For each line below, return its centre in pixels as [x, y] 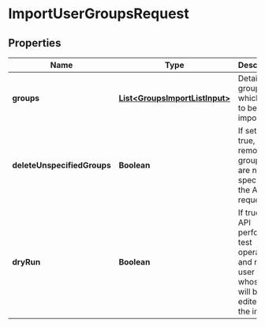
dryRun [26, 262]
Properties [35, 43]
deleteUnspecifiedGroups [62, 165]
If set [247, 131]
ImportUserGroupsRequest [99, 14]
